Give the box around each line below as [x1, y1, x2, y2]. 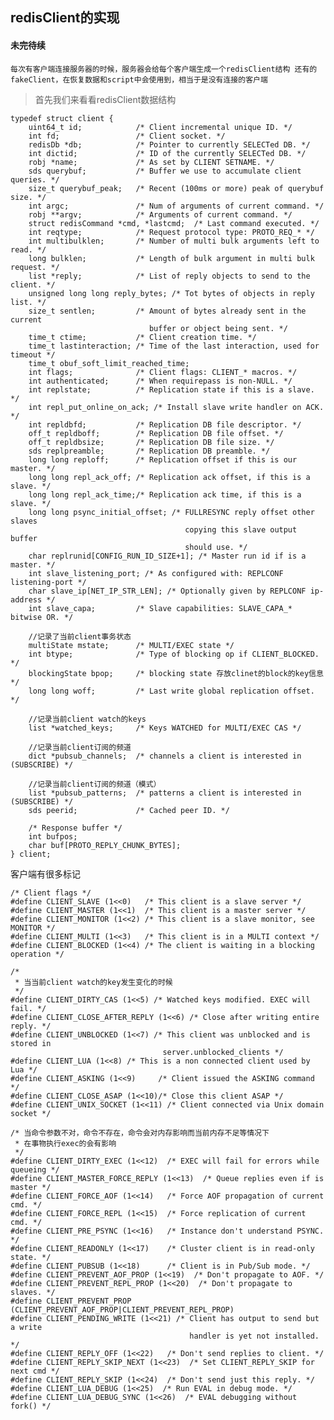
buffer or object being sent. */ [148, 323, 288, 333]
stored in [10, 1038, 52, 1048]
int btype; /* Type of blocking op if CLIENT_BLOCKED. [28, 649, 320, 659]
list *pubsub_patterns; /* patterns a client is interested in [28, 788, 302, 798]
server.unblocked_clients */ [162, 1047, 284, 1057]
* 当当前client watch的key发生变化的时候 [14, 977, 173, 987]
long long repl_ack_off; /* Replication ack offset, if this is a [28, 472, 311, 482]
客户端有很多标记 [10, 868, 81, 880]
